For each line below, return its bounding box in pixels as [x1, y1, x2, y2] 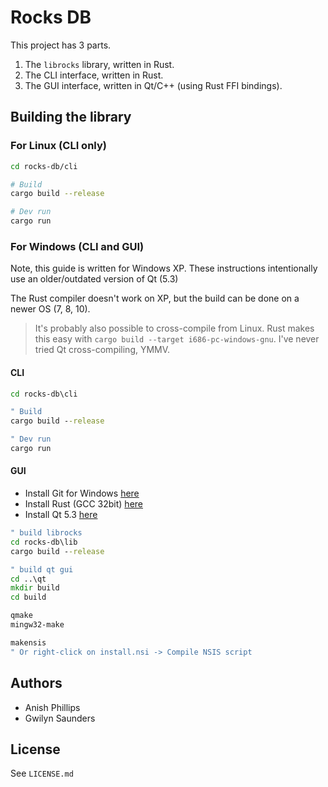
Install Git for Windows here [24, 487, 140, 500]
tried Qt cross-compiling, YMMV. [34, 344, 171, 356]
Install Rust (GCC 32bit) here [24, 498, 143, 510]
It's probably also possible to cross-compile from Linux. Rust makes [34, 322, 315, 335]
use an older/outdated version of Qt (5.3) [10, 273, 179, 285]
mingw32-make [10, 620, 65, 630]
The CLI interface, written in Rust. [24, 69, 164, 81]
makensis [10, 637, 47, 648]
